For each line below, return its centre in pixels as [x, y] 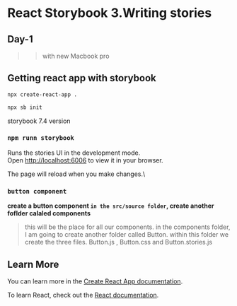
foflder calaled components [49, 213]
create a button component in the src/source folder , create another [111, 206]
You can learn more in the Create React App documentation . [95, 281]
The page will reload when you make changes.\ [76, 174]
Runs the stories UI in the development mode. [74, 153]
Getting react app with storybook [82, 78]
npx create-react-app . [42, 94]
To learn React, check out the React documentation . [83, 295]
